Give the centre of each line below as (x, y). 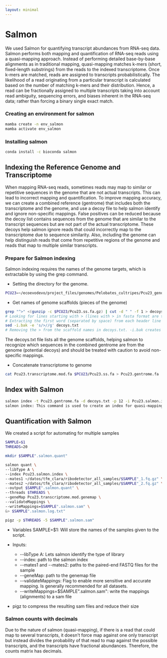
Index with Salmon (34, 390)
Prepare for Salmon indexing (40, 258)
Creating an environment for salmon (50, 114)
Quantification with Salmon (48, 421)
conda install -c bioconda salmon (41, 152)
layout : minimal (22, 10)
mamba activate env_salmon (33, 129)
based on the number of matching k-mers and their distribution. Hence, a (80, 85)
